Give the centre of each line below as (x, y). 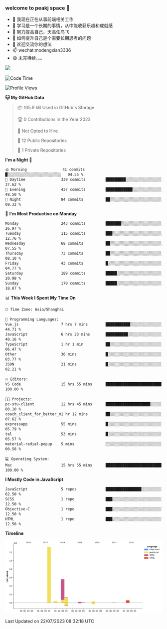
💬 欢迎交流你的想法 (32, 44)
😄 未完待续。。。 (28, 58)
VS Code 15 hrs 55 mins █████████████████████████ (83, 384)
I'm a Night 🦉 (19, 160)
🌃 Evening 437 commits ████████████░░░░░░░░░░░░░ (83, 190)
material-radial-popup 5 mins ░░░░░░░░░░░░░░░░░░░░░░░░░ (83, 444)
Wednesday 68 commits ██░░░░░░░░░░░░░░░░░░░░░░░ (83, 244)
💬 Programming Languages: (32, 319)
